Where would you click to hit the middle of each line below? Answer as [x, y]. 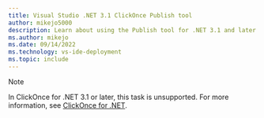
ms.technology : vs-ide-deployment [65, 52]
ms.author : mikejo [38, 37]
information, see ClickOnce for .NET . [68, 105]
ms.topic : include [38, 60]
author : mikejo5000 [40, 23]
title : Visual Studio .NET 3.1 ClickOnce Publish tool [100, 15]
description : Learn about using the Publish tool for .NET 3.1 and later [132, 30]
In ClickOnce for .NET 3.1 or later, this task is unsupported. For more [119, 97]
